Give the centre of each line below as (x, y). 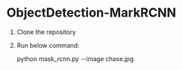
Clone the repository (46, 32)
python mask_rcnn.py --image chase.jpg (75, 59)
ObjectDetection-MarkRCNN (91, 13)
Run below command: (48, 45)
